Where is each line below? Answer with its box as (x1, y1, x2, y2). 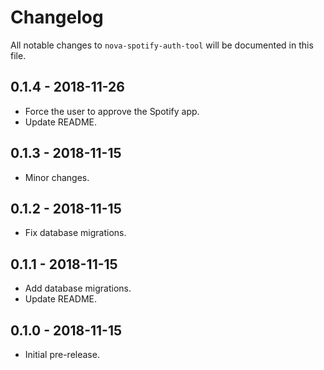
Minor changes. (24, 171, 90, 183)
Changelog (10, 6, 104, 29)
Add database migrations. (24, 282, 132, 295)
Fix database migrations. (24, 227, 127, 239)
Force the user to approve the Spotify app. (24, 105, 200, 117)
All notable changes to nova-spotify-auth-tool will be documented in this (10, 39, 314, 51)
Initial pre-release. (24, 349, 100, 360)
